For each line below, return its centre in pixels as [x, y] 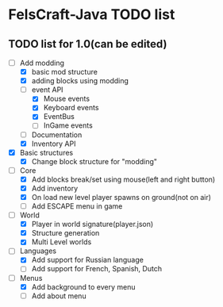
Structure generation [65, 233]
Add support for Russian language [88, 260]
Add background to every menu [84, 286]
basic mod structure [64, 72]
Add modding [42, 63]
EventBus [59, 117]
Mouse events [66, 99]
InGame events [68, 125]
